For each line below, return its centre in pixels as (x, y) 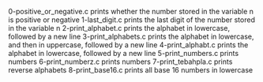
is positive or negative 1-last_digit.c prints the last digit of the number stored (131, 20)
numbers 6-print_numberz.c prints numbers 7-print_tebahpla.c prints (120, 61)
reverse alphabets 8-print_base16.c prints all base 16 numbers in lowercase (131, 70)
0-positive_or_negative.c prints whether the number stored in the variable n (131, 11)
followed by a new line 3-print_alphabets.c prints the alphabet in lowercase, (131, 36)
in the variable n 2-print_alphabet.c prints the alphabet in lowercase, (119, 28)
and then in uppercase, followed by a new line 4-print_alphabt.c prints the (128, 45)
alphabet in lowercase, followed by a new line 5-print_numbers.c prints (124, 53)
